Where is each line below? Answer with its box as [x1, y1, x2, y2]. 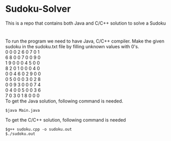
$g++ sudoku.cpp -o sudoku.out [5, 127, 72, 132]
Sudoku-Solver [5, 3, 71, 15]
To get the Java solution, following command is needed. [5, 98, 123, 104]
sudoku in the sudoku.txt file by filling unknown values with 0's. [5, 44, 139, 50]
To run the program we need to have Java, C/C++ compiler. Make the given [5, 38, 165, 44]
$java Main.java [5, 108, 40, 113]
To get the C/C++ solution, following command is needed [5, 117, 126, 123]
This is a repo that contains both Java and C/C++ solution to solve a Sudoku [5, 20, 166, 26]
